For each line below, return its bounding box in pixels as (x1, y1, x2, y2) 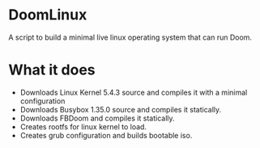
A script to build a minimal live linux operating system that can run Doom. (8, 32, 253, 42)
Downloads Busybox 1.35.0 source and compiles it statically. (19, 104, 222, 114)
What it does (8, 61, 96, 79)
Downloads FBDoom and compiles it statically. (19, 113, 176, 123)
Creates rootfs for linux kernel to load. (19, 121, 147, 131)
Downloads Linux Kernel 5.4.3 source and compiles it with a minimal (19, 87, 248, 97)
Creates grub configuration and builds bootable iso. (19, 130, 193, 140)
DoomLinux (8, 6, 87, 24)
